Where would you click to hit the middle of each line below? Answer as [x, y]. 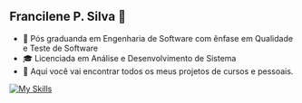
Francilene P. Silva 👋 [68, 17]
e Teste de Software [60, 48]
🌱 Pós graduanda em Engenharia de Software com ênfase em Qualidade [157, 38]
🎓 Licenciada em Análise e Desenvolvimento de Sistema [129, 58]
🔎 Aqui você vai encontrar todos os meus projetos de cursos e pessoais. [158, 71]
